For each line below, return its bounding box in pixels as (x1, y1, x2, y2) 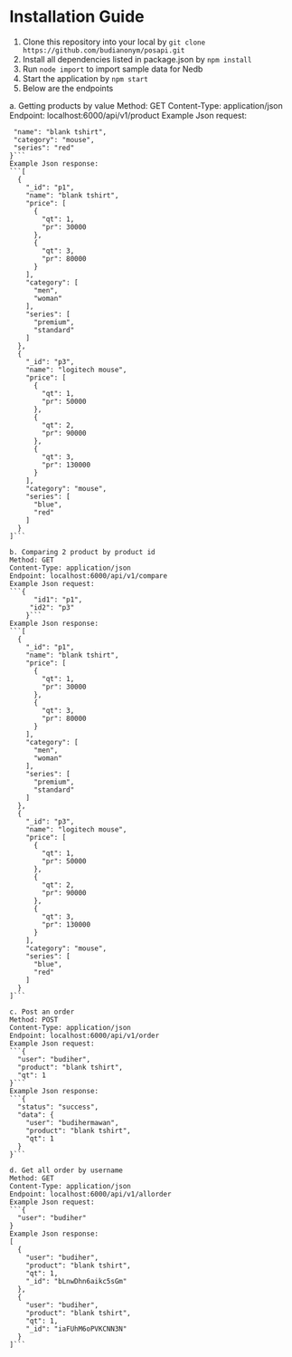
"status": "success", (17, 1102, 99, 1112)
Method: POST (9, 1015, 59, 1025)
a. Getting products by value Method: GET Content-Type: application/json (9, 100, 283, 111)
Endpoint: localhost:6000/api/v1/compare (9, 571, 168, 581)
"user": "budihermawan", (25, 1118, 119, 1127)
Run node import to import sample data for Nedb (22, 63, 203, 74)
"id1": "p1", (33, 595, 83, 604)
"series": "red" (13, 143, 75, 152)
